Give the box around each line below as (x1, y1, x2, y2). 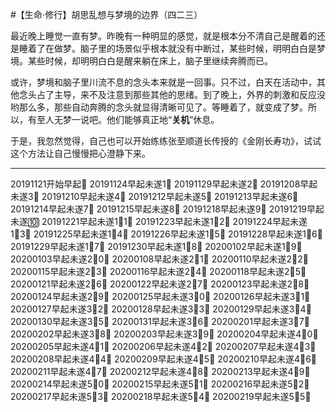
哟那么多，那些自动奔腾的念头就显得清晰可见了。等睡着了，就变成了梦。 (10, 101, 308, 113)
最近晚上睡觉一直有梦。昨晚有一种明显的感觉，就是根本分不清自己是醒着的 (10, 30, 317, 42)
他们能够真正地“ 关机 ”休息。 (106, 114, 220, 125)
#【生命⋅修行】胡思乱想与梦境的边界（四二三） (10, 9, 203, 20)
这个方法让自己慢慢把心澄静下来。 (10, 148, 151, 159)
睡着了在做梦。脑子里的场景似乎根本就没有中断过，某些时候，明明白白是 (18, 43, 317, 54)
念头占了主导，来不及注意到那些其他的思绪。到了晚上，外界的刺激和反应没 (18, 89, 326, 100)
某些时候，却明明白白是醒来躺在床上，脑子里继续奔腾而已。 (27, 55, 273, 67)
